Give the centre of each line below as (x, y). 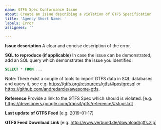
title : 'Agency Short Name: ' (36, 19)
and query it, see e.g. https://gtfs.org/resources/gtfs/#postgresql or (73, 84)
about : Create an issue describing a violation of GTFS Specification (78, 14)
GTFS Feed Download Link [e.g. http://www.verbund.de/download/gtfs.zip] (81, 122)
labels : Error (20, 23)
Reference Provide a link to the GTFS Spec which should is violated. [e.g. (79, 98)
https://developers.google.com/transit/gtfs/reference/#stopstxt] (69, 103)
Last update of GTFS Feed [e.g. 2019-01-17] (49, 113)
